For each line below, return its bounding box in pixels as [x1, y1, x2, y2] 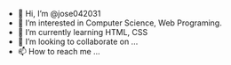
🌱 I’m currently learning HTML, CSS [17, 27, 148, 37]
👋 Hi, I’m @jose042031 [17, 9, 101, 18]
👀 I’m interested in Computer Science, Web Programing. [17, 18, 222, 28]
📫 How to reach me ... [17, 47, 100, 56]
